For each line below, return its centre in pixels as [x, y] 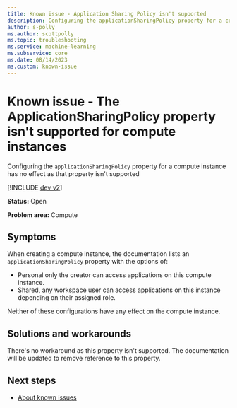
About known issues [47, 397]
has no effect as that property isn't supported [73, 173]
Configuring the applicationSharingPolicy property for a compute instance [117, 166]
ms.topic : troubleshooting [47, 40]
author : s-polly [31, 27]
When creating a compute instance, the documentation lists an [98, 254]
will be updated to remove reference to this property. [84, 359]
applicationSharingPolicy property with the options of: [87, 262]
